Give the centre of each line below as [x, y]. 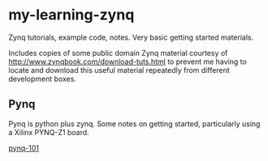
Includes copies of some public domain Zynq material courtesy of [118, 53]
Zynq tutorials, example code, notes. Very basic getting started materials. [131, 37]
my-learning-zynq [71, 15]
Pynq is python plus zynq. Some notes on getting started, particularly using [134, 124]
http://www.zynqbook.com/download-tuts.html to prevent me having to [128, 61]
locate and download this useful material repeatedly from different [119, 70]
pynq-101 [24, 148]
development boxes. [43, 78]
